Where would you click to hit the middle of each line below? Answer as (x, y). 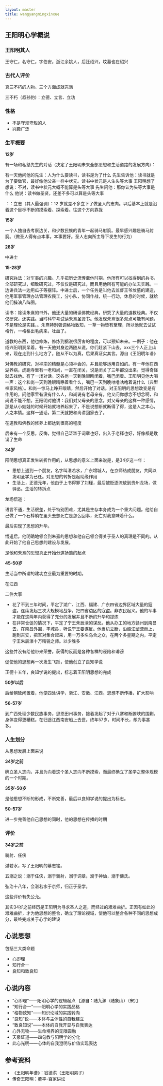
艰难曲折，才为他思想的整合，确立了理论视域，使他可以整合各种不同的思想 (79, 913)
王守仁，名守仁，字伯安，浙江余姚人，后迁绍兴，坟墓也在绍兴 (67, 62)
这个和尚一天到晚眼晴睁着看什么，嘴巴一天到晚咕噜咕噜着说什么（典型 (88, 382)
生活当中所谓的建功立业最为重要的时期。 (45, 574)
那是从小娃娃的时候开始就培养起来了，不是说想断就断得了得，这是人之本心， (81, 407)
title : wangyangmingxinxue (32, 14)
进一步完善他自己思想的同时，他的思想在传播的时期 (56, 819)
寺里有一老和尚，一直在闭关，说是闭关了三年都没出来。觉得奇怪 (94, 370)
